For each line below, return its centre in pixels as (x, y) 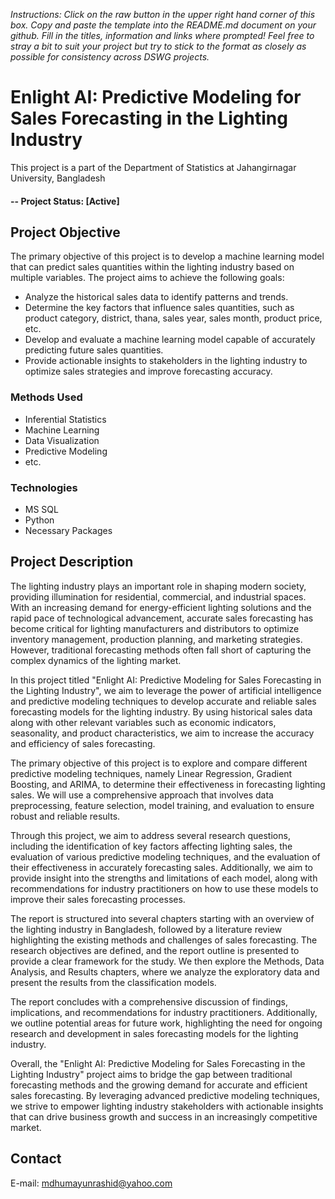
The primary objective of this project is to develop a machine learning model (167, 256)
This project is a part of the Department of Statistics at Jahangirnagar (153, 167)
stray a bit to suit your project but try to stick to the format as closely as (158, 46)
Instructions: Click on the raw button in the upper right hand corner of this (163, 14)
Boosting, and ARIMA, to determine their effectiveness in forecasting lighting (168, 784)
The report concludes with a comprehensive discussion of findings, (149, 1001)
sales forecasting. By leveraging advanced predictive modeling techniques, (165, 1095)
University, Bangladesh (58, 178)
